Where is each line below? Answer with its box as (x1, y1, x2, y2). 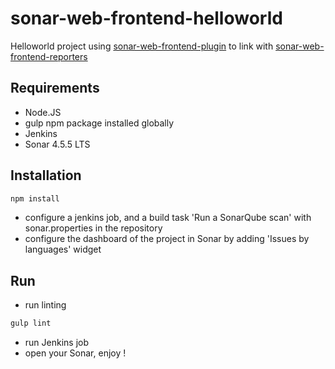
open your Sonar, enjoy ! (24, 347, 127, 359)
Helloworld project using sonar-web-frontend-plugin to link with (10, 40, 274, 52)
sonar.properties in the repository (24, 222, 163, 234)
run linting (24, 299, 67, 311)
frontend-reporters (10, 50, 88, 62)
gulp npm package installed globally (24, 117, 175, 129)
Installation (10, 167, 82, 184)
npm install (10, 193, 60, 204)
